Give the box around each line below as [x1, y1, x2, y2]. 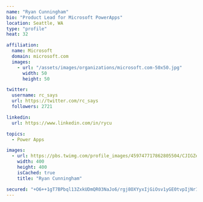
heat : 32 [6, 31, 28, 37]
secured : [6, 186, 28, 192]
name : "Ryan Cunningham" [6, 8, 69, 15]
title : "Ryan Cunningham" [17, 175, 83, 181]
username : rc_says [11, 92, 59, 98]
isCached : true [17, 169, 56, 175]
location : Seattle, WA [6, 20, 63, 26]
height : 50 [22, 76, 50, 82]
